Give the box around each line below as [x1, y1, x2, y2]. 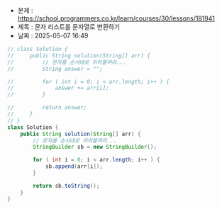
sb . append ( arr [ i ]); [45, 163, 103, 170]
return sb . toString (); [33, 182, 100, 189]
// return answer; [7, 104, 87, 111]
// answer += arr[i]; [7, 84, 110, 92]
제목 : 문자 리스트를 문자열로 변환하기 [17, 23, 121, 30]
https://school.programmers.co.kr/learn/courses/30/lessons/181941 [17, 14, 215, 23]
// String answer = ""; [7, 65, 103, 72]
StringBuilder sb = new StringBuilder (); [33, 144, 157, 151]
